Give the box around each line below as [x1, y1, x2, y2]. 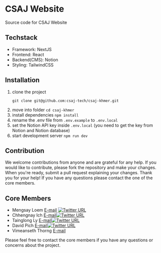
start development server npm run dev [12, 133, 88, 138]
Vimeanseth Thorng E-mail [12, 228, 66, 234]
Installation [5, 76, 40, 84]
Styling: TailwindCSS [12, 62, 54, 67]
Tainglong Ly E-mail [12, 218, 52, 223]
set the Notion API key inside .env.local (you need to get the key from [12, 122, 153, 128]
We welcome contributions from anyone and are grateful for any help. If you [5, 159, 157, 166]
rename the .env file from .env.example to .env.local [12, 117, 118, 123]
